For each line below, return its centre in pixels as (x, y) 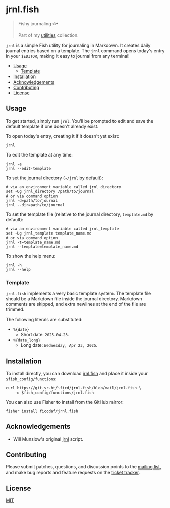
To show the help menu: (31, 256)
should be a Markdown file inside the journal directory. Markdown (74, 299)
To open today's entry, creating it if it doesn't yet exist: (62, 136)
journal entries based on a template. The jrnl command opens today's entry (85, 50)
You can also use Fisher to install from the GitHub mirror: (65, 402)
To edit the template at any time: (39, 154)
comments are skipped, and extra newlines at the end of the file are (76, 304)
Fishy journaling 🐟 (38, 23)
